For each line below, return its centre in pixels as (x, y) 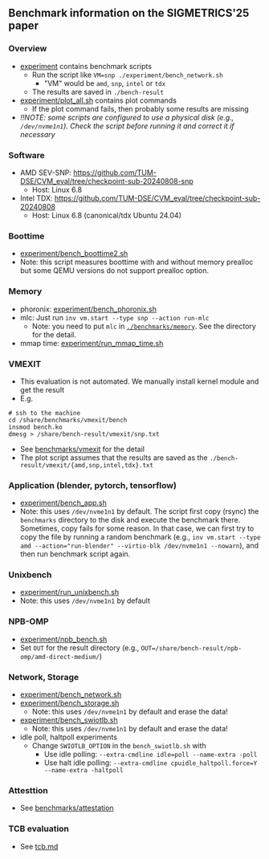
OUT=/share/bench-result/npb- (192, 648)
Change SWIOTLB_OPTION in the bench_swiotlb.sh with (119, 746)
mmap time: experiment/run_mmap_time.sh (92, 343)
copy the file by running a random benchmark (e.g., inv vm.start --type (140, 537)
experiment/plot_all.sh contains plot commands (98, 100)
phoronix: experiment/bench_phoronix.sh (88, 309)
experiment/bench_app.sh (63, 503)
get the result (42, 389)
